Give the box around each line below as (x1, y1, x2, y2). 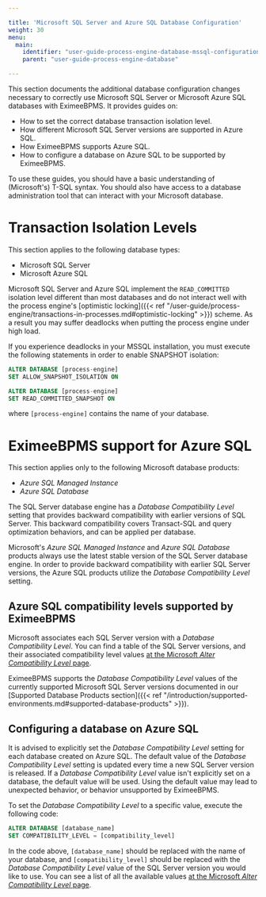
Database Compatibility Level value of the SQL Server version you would (8, 863, 246, 872)
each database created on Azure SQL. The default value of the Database (8, 752, 247, 760)
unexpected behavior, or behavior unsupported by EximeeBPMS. (8, 785, 219, 795)
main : (15, 40, 34, 48)
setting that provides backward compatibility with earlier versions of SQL (8, 510, 246, 520)
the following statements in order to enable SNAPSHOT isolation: (8, 350, 219, 360)
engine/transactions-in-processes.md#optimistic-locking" (8, 309, 198, 318)
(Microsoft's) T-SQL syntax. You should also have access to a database (8, 183, 241, 191)
